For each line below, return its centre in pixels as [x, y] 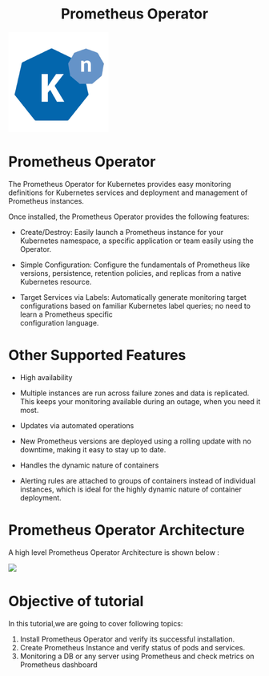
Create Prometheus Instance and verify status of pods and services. [132, 647]
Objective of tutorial [76, 601]
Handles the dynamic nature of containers [89, 465]
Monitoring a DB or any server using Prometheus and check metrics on [137, 656]
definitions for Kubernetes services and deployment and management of [128, 192]
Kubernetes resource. [56, 281]
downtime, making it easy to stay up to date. [93, 449]
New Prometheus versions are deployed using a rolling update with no [136, 441]
